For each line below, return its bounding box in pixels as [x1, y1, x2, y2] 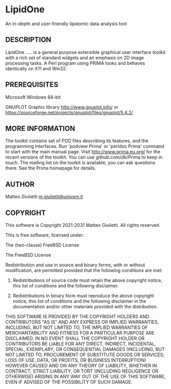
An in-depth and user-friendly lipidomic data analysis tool [5, 21, 127, 27]
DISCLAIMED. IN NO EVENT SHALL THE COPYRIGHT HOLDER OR [5, 335, 145, 341]
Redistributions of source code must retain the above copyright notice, [12, 277, 163, 283]
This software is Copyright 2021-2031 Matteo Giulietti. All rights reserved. [5, 222, 161, 228]
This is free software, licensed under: [5, 232, 84, 238]
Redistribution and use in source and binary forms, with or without [5, 262, 145, 268]
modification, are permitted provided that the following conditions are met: [5, 267, 163, 273]
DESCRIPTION [5, 35, 51, 44]
